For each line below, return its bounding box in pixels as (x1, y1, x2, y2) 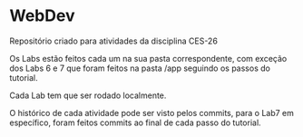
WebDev (9, 5, 75, 26)
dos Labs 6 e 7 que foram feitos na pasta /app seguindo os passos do (9, 63, 270, 73)
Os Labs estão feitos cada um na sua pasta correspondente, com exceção (9, 53, 288, 64)
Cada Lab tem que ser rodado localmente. (9, 90, 167, 101)
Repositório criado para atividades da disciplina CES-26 (9, 35, 218, 46)
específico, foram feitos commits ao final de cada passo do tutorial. (9, 117, 261, 128)
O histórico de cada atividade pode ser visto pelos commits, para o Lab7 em (9, 107, 295, 118)
